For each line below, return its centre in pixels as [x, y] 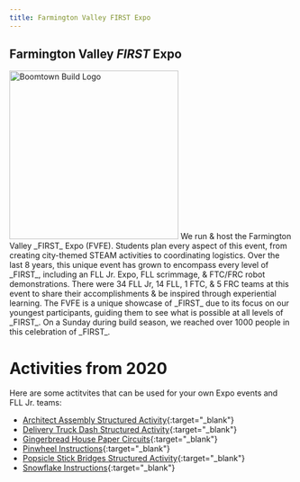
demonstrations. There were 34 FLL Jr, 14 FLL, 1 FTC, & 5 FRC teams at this [150, 284]
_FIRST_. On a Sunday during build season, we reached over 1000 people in [150, 322]
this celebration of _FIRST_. [60, 332]
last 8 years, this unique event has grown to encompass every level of [139, 265]
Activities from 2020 [89, 368]
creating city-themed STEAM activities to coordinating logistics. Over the [145, 255]
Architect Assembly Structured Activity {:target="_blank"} [128, 420]
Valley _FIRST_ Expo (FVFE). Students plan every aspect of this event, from [148, 246]
